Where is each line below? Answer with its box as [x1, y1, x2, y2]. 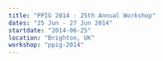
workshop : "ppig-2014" [8, 41, 84, 49]
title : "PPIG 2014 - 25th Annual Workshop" [8, 11, 157, 20]
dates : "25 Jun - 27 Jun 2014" [8, 19, 113, 27]
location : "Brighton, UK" [8, 33, 95, 42]
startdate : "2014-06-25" [8, 26, 92, 34]
